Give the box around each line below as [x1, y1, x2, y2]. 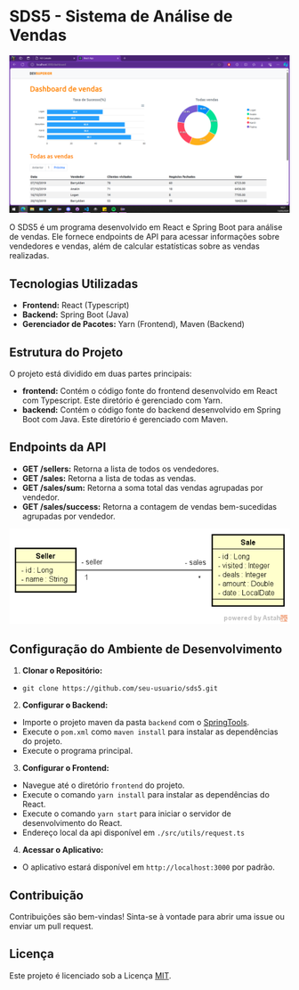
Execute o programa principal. [21, 746, 133, 757]
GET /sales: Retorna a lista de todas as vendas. [21, 472, 197, 483]
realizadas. [9, 250, 50, 261]
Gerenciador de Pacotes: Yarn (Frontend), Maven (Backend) [21, 319, 245, 330]
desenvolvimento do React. [21, 818, 123, 829]
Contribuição [9, 888, 85, 903]
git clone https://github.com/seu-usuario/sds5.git [21, 684, 218, 693]
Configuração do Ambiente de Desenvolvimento [9, 642, 283, 657]
